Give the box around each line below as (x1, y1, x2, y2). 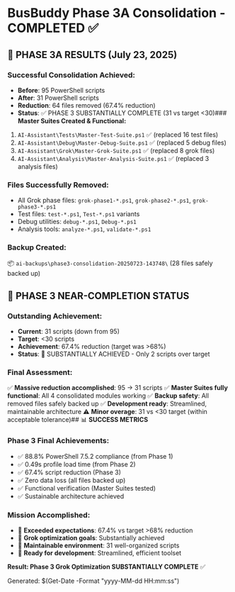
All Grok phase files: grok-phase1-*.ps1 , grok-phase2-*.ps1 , (17, 196, 191, 205)
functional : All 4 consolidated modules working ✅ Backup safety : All (7, 391, 210, 400)
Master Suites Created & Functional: (17, 116, 127, 125)
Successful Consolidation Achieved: (7, 69, 136, 79)
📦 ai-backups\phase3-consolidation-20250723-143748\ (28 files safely (7, 259, 214, 267)
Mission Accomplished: (7, 510, 91, 520)
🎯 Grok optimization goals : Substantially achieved (17, 534, 165, 542)
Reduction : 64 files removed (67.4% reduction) (17, 101, 156, 109)
